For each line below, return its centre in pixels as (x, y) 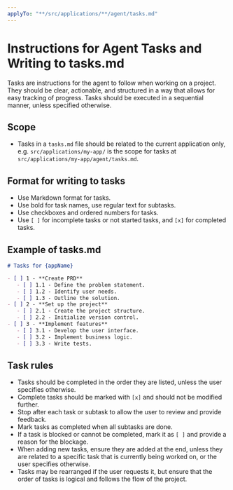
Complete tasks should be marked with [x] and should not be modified (120, 397)
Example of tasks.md (54, 250)
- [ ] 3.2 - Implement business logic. (75, 337)
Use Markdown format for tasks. (64, 198)
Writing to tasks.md (66, 63)
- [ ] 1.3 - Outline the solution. (68, 298)
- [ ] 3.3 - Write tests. (54, 343)
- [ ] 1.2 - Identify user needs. (67, 292)
